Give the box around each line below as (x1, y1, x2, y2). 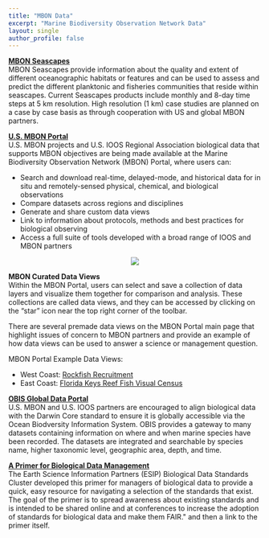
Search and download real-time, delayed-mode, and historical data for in (19, 173, 261, 183)
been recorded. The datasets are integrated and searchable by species (8, 437, 243, 446)
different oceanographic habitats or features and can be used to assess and (8, 73, 259, 83)
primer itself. (8, 520, 51, 531)
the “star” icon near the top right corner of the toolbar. (8, 306, 188, 316)
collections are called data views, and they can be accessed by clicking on (8, 298, 255, 307)
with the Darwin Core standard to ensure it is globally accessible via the (8, 411, 246, 421)
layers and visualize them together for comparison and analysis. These (8, 289, 243, 298)
